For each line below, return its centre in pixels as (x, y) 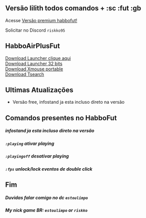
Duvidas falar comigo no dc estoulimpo (47, 197)
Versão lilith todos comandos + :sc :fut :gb (73, 8)
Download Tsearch (25, 74)
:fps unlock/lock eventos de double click (49, 169)
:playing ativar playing (30, 143)
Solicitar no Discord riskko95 (35, 30)
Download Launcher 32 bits (34, 63)
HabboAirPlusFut (33, 46)
